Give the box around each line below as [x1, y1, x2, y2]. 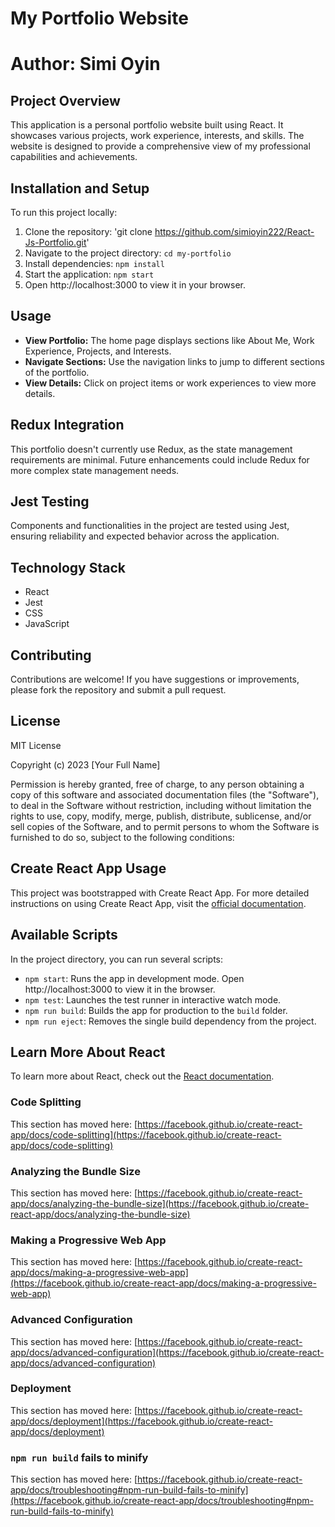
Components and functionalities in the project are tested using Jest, [10, 520, 290, 532]
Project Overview [10, 92, 121, 109]
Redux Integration [10, 417, 125, 434]
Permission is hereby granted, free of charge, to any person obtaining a [10, 778, 305, 790]
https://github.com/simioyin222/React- [154, 226, 315, 237]
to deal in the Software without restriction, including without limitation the [10, 799, 312, 811]
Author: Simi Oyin [10, 53, 161, 76]
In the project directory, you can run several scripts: [10, 953, 223, 965]
